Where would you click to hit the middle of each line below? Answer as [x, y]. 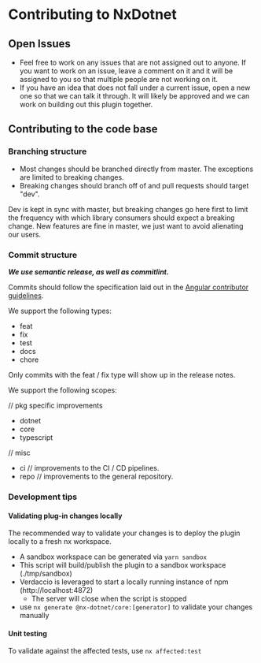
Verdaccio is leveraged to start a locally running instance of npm [124, 582]
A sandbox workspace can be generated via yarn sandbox [113, 557]
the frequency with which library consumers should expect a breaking [121, 218]
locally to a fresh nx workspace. [60, 542]
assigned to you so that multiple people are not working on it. [119, 79]
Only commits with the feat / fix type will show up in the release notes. [122, 374]
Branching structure [48, 151]
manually [34, 616]
